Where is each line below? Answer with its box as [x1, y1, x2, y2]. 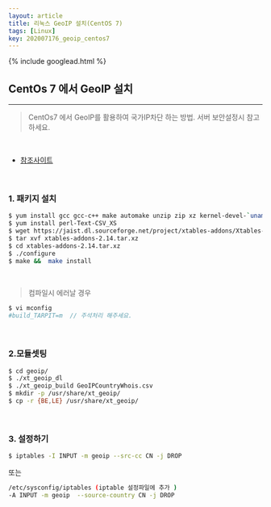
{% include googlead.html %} [8, 57, 106, 66]
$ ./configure [8, 249, 56, 258]
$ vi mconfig [8, 304, 52, 312]
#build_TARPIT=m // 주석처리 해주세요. [8, 312, 133, 320]
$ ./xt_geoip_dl [8, 375, 63, 383]
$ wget [8, 227, 31, 235]
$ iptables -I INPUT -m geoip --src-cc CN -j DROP [8, 452, 182, 460]
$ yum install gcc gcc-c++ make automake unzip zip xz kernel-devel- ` [8, 212, 251, 220]
